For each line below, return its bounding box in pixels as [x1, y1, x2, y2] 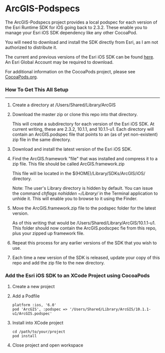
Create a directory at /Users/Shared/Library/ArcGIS [12, 102, 116, 108]
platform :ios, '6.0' [12, 302, 56, 307]
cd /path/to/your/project [12, 329, 65, 334]
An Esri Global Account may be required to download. [5, 59, 114, 65]
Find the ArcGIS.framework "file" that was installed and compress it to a [12, 156, 158, 162]
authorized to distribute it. [5, 44, 57, 50]
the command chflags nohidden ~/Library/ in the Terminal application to [12, 190, 158, 197]
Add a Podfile [12, 293, 40, 299]
